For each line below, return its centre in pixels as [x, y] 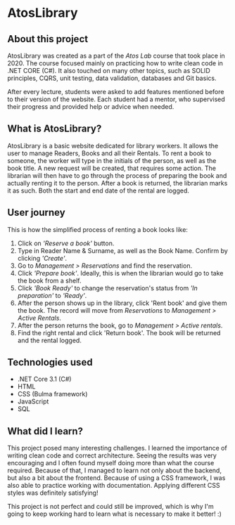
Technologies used [50, 362]
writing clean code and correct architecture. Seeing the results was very [112, 455]
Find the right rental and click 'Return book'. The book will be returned [119, 332]
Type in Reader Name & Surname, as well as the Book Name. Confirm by [123, 250]
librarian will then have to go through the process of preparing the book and [117, 175]
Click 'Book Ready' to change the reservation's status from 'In [108, 288]
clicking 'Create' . [42, 258]
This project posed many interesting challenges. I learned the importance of [117, 448]
